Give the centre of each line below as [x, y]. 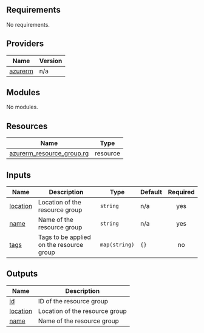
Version [51, 61]
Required [181, 192]
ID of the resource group [73, 301]
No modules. [22, 107]
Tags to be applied [64, 237]
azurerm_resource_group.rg [49, 153]
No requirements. [28, 24]
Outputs [22, 274]
